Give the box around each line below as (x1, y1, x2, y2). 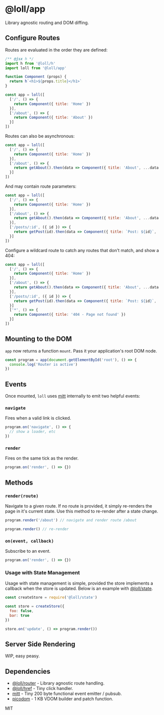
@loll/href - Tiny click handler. (12, 686, 73, 691)
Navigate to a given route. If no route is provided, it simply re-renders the (5, 503, 153, 509)
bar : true (9, 613, 29, 618)
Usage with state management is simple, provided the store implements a (5, 580, 153, 587)
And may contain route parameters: (5, 183, 77, 189)
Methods (5, 478, 33, 486)
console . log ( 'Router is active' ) (9, 362, 78, 367)
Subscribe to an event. (5, 548, 51, 554)
